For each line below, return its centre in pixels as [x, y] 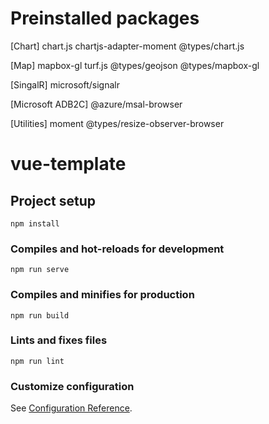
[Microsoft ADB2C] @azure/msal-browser [96, 104]
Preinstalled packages [105, 18]
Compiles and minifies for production [102, 295]
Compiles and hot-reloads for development [117, 249]
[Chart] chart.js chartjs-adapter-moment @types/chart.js [127, 46]
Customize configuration [72, 386]
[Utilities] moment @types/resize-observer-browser [117, 123]
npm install [35, 223]
